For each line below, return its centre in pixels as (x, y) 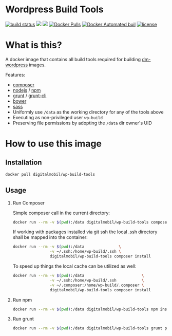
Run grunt (23, 319)
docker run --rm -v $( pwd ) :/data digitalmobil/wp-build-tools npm (85, 309)
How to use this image (53, 144)
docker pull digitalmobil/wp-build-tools (50, 174)
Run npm (22, 300)
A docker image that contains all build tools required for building (73, 59)
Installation (24, 163)
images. (37, 65)
